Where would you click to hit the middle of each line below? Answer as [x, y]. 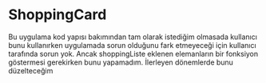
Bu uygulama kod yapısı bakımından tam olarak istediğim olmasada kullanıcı [133, 37]
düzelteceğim [31, 70]
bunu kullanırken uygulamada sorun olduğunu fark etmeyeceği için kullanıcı [133, 45]
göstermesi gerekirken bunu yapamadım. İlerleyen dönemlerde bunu [121, 62]
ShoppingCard [58, 15]
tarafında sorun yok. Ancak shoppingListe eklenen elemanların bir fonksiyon [133, 53]
